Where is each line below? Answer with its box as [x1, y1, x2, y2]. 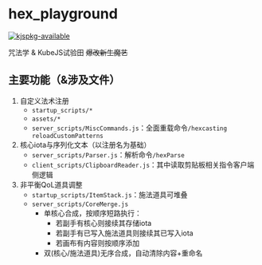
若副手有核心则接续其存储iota [55, 218, 152, 227]
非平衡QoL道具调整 [19, 180, 83, 189]
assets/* [31, 115, 61, 123]
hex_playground [8, 5, 118, 23]
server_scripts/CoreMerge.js [31, 200, 129, 208]
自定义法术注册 [19, 96, 69, 105]
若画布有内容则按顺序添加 [55, 238, 140, 247]
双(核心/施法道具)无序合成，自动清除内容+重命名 [43, 248, 203, 258]
